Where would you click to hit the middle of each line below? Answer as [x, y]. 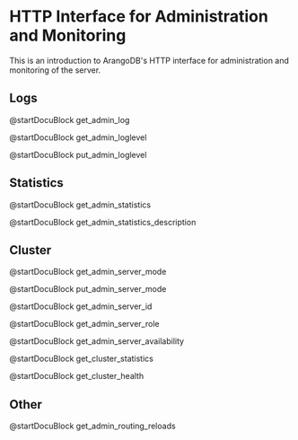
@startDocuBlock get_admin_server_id [81, 306]
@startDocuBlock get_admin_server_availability [97, 341]
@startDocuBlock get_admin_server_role [84, 324]
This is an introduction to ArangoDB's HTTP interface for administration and [149, 60]
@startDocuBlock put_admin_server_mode [88, 289]
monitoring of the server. [55, 70]
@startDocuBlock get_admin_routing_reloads [93, 426]
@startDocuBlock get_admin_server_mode [88, 272]
